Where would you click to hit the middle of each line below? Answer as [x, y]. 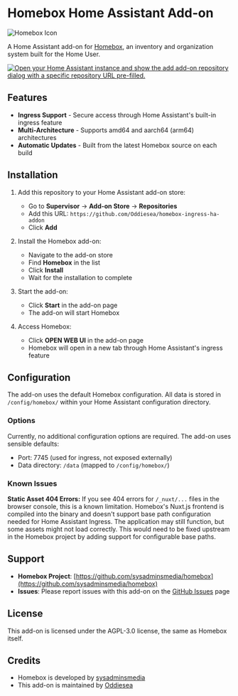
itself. [15, 638]
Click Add [43, 227]
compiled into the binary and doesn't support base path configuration [109, 514]
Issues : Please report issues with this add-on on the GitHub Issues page [124, 591]
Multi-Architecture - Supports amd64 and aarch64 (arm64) [106, 130]
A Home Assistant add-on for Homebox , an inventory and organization [110, 46]
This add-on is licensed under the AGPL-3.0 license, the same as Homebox [117, 631]
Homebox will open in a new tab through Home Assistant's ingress [125, 348]
